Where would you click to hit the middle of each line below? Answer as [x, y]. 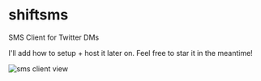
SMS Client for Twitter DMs [54, 37]
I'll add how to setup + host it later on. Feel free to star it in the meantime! [130, 53]
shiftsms [39, 15]
